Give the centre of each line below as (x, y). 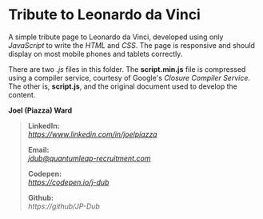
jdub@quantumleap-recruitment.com (89, 158)
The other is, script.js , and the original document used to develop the (123, 86)
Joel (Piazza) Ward (40, 110)
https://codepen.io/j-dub (68, 182)
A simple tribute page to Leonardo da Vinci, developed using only (116, 37)
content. (22, 94)
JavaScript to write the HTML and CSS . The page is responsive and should (132, 45)
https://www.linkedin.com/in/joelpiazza (92, 134)
